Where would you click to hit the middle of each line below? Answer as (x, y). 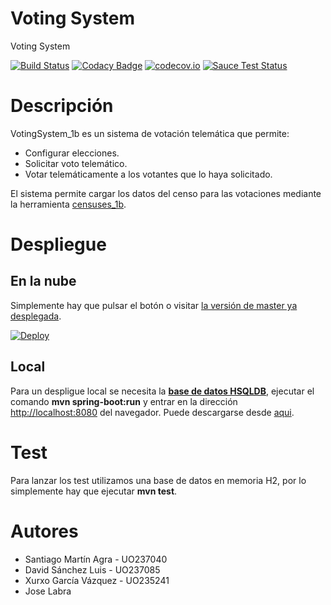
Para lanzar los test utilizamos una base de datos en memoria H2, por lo (158, 480)
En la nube (43, 281)
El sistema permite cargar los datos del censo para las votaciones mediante (166, 193)
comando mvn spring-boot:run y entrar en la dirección (124, 401)
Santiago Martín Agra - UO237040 (96, 559)
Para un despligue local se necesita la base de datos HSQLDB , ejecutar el (162, 391)
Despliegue (58, 244)
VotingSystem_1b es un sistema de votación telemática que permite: (150, 133)
